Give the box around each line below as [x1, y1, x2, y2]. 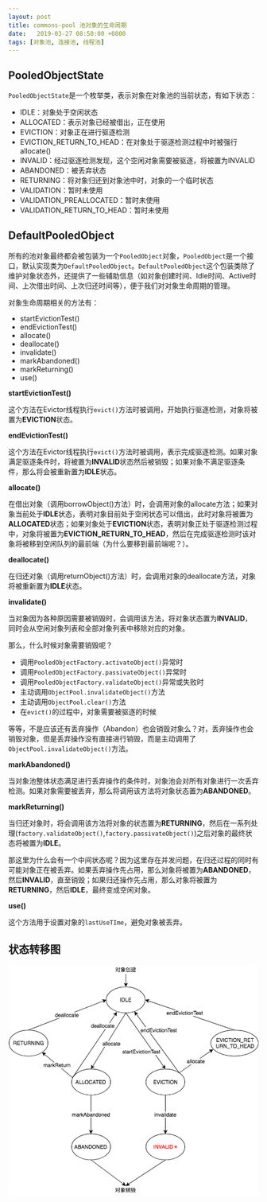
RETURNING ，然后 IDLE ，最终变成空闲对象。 [8, 885, 155, 894]
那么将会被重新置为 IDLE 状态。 [21, 466, 122, 477]
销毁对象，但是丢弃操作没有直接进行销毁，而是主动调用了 [8, 733, 196, 743]
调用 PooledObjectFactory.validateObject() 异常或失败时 [19, 677, 204, 687]
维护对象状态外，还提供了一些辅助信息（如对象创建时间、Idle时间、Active [8, 270, 250, 280]
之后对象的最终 [196, 828, 246, 838]
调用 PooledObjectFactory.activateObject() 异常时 [19, 657, 184, 667]
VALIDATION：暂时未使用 [19, 185, 103, 195]
